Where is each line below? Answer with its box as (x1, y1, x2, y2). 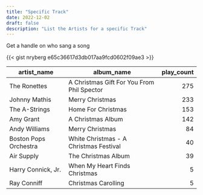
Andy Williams (9, 125, 50, 133)
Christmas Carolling (68, 179, 125, 187)
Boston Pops (9, 135, 45, 143)
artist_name (18, 68, 54, 76)
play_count (161, 68, 194, 76)
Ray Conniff (9, 179, 43, 187)
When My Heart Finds (68, 162, 130, 170)
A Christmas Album (68, 115, 123, 123)
